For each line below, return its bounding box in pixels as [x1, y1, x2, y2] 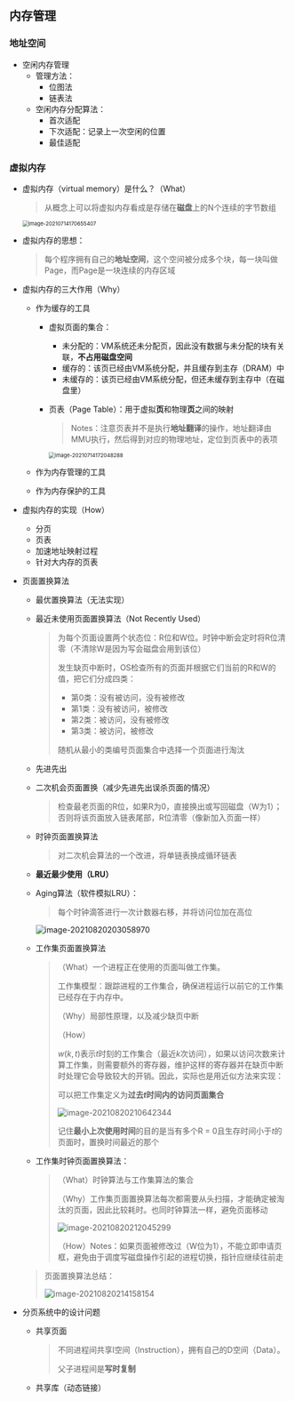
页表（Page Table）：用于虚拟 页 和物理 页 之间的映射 [48, 404, 234, 414]
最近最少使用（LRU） [35, 869, 114, 879]
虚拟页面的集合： [48, 321, 112, 332]
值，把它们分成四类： [57, 673, 136, 684]
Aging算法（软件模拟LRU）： [35, 887, 140, 898]
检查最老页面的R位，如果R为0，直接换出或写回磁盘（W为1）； [57, 801, 283, 812]
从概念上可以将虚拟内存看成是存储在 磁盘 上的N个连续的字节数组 [44, 202, 277, 212]
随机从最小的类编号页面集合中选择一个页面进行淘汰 [57, 744, 245, 755]
